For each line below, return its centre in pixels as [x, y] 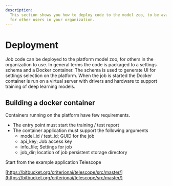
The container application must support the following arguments [80, 131]
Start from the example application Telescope [53, 162]
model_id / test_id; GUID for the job [57, 136]
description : [19, 10]
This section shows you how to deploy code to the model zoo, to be [84, 15]
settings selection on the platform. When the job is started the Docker [79, 76]
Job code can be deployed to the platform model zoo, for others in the [79, 59]
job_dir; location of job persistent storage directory [74, 153]
